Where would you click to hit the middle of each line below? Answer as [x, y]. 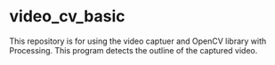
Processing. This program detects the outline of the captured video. [133, 50]
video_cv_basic [67, 16]
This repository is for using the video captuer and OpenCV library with [138, 41]
